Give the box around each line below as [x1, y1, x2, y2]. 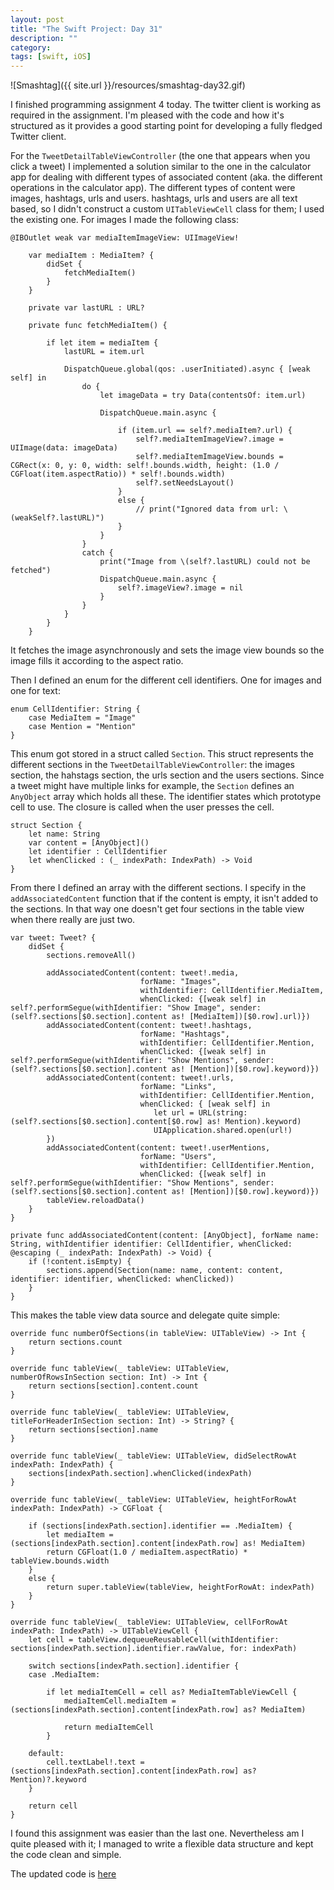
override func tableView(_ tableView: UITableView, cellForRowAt [10, 1617, 288, 1628]
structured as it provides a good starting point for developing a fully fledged [10, 120, 323, 132]
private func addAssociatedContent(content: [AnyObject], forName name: [10, 1231, 320, 1241]
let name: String [28, 829, 101, 840]
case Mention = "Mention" [28, 722, 137, 732]
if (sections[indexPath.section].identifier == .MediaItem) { [28, 1521, 293, 1531]
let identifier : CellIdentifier [28, 847, 168, 857]
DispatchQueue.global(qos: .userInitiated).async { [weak [63, 364, 311, 375]
